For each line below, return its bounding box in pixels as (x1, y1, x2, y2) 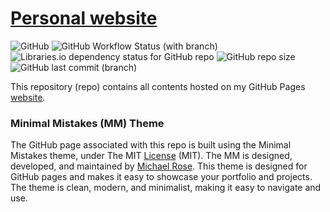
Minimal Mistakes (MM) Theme (10, 116, 165, 130)
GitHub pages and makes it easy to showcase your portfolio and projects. (10, 171, 313, 183)
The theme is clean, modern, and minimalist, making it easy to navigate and (10, 182, 322, 194)
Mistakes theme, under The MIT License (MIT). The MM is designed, (10, 150, 293, 162)
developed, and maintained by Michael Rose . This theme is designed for (10, 160, 308, 172)
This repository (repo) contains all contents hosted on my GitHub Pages (10, 80, 306, 92)
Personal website (10, 7, 158, 30)
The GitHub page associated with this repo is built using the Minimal (10, 139, 292, 151)
